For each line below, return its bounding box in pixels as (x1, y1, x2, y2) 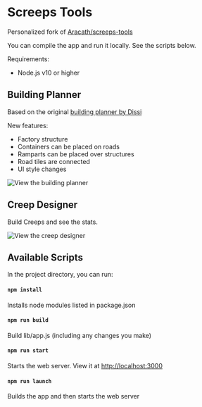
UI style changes (17, 165, 67, 173)
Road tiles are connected (17, 157, 90, 165)
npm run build (7, 317, 49, 324)
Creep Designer (7, 199, 78, 211)
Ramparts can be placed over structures (17, 149, 135, 158)
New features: (7, 121, 49, 130)
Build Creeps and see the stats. (7, 218, 99, 226)
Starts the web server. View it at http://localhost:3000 (7, 361, 163, 370)
